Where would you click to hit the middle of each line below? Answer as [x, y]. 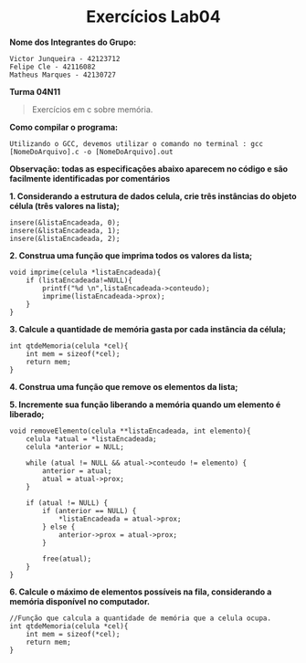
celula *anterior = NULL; [75, 447]
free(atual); [67, 559]
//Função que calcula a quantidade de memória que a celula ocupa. [141, 618]
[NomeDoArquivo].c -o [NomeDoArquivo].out [91, 152]
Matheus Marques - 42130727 [63, 75]
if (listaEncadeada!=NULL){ [79, 280]
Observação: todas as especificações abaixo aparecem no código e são [149, 168]
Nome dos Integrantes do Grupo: [73, 42]
